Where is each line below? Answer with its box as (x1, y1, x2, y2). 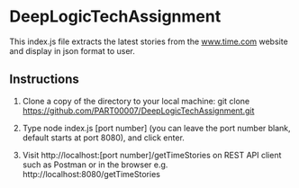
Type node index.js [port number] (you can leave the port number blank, (22, 122, 291, 133)
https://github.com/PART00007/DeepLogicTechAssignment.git (22, 105, 255, 116)
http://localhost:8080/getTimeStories (22, 168, 160, 179)
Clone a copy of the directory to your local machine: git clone (22, 95, 250, 106)
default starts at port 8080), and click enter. (22, 132, 185, 143)
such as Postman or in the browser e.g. (22, 159, 168, 170)
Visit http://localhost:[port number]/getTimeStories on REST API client (22, 149, 282, 160)
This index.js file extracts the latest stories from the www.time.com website (9, 36, 288, 47)
